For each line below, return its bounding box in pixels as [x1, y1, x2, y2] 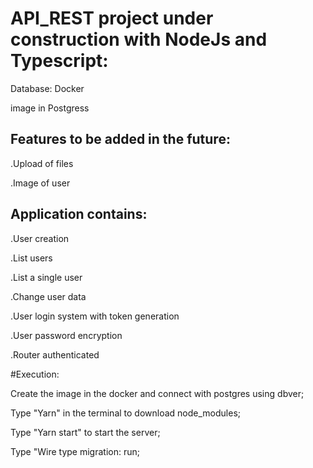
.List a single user [10, 271, 83, 283]
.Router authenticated [10, 348, 100, 361]
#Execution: [10, 368, 60, 380]
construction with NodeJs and [10, 28, 268, 51]
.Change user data [10, 290, 87, 302]
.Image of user [10, 177, 71, 189]
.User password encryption [10, 329, 123, 341]
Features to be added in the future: [10, 131, 231, 148]
